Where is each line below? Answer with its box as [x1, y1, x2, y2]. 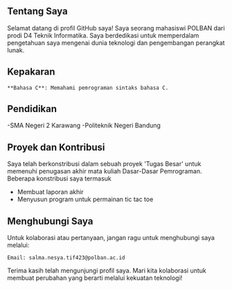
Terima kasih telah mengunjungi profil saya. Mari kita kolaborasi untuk [7, 266, 206, 275]
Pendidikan [7, 103, 57, 115]
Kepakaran [7, 66, 55, 78]
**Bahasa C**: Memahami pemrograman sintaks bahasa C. [7, 84, 169, 91]
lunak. [7, 46, 25, 54]
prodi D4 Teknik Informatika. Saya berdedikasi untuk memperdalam [7, 31, 199, 39]
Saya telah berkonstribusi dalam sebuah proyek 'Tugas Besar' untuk [7, 160, 202, 168]
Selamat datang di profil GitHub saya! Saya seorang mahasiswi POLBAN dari [7, 24, 225, 32]
